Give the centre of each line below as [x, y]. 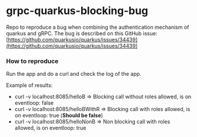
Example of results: [29, 85]
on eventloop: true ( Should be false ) [59, 115]
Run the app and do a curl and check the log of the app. [74, 74]
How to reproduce [32, 61]
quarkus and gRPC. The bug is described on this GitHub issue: [82, 33]
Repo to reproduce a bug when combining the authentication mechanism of [98, 27]
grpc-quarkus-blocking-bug [77, 11]
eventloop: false [34, 103]
